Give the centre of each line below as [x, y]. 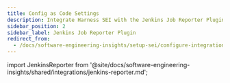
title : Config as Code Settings [53, 13]
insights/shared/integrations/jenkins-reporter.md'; [78, 72]
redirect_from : [29, 39]
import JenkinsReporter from [48, 65]
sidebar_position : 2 [37, 26]
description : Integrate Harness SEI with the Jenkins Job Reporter [105, 20]
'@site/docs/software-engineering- [140, 65]
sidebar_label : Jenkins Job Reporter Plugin [72, 33]
